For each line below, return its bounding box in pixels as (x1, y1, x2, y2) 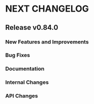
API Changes (5, 92, 38, 99)
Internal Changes (5, 79, 49, 86)
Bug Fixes (5, 51, 30, 59)
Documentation (5, 65, 45, 72)
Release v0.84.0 (5, 23, 58, 32)
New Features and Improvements (5, 38, 89, 45)
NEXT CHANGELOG (5, 3, 89, 15)
